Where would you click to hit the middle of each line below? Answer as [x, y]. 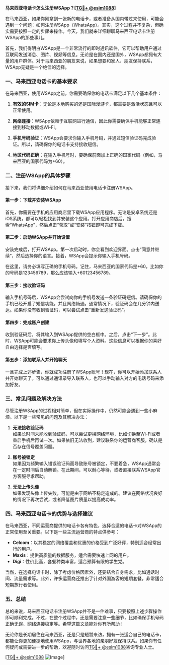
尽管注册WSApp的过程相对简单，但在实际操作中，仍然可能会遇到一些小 [79, 411]
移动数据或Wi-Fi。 [40, 127]
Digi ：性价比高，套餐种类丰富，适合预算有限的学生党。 [70, 562]
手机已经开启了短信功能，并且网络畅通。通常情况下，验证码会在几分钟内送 [82, 304]
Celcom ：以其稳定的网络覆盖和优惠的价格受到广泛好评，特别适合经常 [84, 543]
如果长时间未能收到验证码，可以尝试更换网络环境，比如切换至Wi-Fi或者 [87, 434]
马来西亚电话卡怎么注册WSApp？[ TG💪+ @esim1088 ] [61, 8]
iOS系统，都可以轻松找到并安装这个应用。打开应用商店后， [66, 218]
